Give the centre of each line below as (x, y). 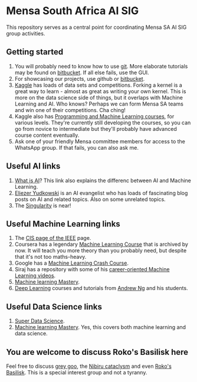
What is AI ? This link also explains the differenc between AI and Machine (103, 180)
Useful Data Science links (54, 307)
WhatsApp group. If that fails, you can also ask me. (76, 147)
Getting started (35, 52)
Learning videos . (35, 276)
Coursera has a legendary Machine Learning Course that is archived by (101, 244)
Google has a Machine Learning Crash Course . (71, 263)
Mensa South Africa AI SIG (73, 11)
